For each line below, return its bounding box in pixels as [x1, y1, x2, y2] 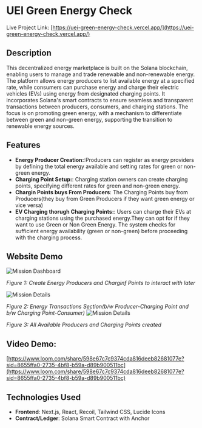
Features [6, 140, 41, 150]
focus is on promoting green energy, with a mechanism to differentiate [6, 109, 182, 116]
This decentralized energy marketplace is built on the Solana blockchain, [6, 64, 188, 71]
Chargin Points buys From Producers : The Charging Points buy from [15, 188, 188, 195]
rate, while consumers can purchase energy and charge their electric [6, 83, 179, 91]
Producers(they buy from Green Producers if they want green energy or [15, 195, 195, 202]
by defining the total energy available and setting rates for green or [15, 163, 183, 170]
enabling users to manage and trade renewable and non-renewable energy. [6, 71, 195, 78]
